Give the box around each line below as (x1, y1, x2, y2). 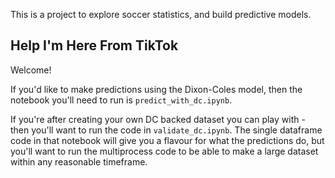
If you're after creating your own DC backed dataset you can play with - (10, 113, 306, 125)
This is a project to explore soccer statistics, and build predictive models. (10, 9, 312, 20)
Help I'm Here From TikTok (10, 37, 179, 54)
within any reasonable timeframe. (10, 155, 148, 168)
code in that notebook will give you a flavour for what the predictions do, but (10, 134, 325, 146)
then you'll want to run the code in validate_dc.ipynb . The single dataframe (10, 124, 323, 136)
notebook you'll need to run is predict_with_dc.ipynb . (10, 94, 233, 106)
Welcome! (10, 64, 52, 76)
